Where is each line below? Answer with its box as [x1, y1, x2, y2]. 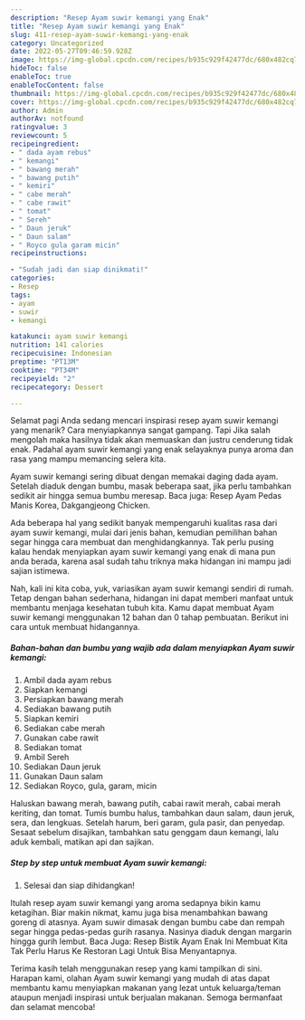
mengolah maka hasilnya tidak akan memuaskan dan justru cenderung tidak [10, 434, 293, 445]
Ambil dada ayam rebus [23, 675, 112, 686]
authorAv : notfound [10, 114, 84, 123]
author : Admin [10, 106, 64, 115]
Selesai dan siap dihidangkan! [23, 880, 135, 891]
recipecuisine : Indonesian [10, 349, 112, 358]
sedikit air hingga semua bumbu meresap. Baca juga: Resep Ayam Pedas [10, 491, 282, 501]
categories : [10, 273, 55, 283]
